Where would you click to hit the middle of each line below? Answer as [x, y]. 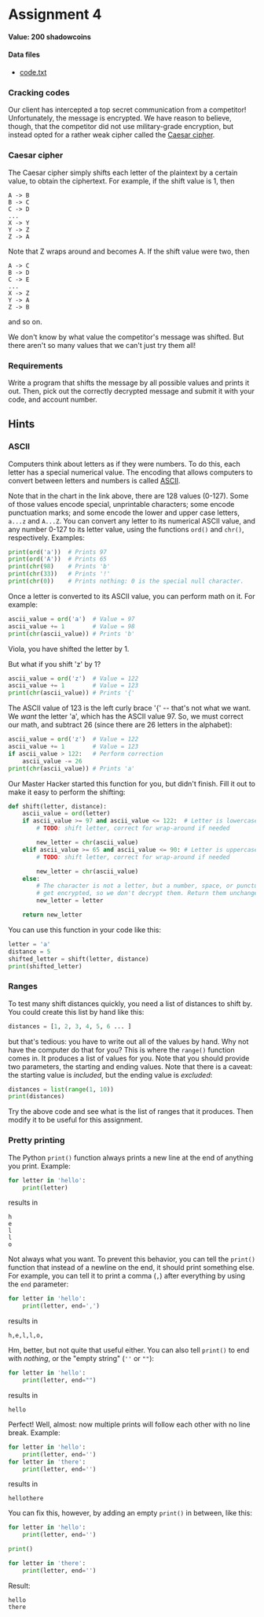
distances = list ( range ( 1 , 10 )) [61, 1089]
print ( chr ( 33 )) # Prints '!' [59, 574]
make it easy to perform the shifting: [67, 792]
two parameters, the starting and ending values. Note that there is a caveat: [130, 1066]
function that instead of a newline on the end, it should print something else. [132, 1267]
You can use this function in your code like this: [84, 930]
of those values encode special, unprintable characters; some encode [121, 504]
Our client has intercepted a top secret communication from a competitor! [127, 110]
